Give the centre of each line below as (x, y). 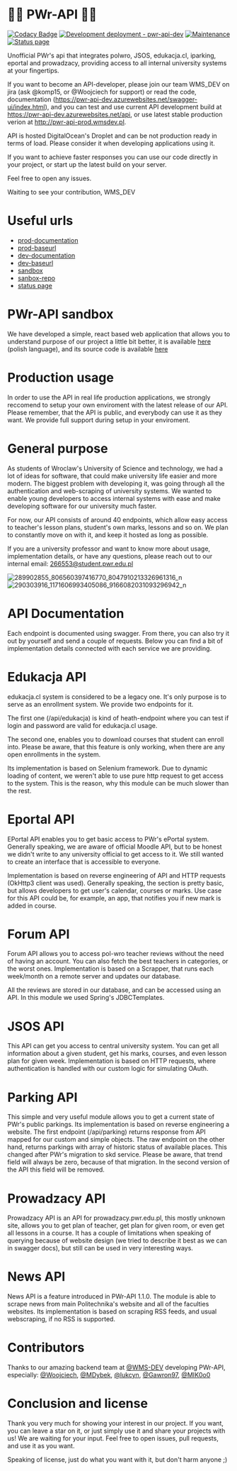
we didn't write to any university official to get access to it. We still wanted (116, 854)
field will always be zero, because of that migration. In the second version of (118, 1162)
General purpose (58, 448)
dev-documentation (46, 255)
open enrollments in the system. (54, 754)
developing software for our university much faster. (82, 506)
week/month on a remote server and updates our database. (94, 976)
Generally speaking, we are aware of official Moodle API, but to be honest (115, 847)
